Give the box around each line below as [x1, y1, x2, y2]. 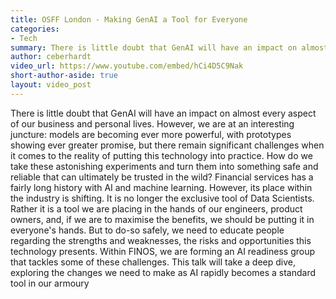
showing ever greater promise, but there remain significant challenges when [10, 139, 325, 151]
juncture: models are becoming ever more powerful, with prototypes [10, 128, 292, 140]
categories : [10, 24, 60, 34]
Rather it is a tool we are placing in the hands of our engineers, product [10, 202, 303, 215]
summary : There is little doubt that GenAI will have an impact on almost [10, 42, 329, 53]
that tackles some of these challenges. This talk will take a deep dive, [10, 256, 296, 268]
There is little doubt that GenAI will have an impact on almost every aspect [10, 107, 317, 119]
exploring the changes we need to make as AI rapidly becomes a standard [10, 266, 317, 278]
